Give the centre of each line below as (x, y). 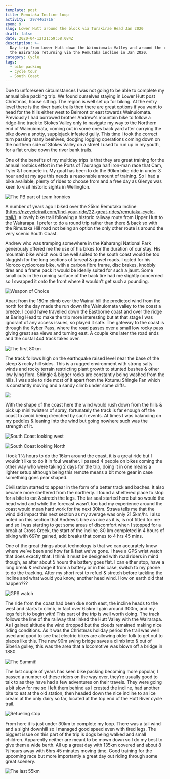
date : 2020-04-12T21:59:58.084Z (39, 39)
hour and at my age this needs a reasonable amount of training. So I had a (82, 176)
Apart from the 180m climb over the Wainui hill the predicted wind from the (83, 301)
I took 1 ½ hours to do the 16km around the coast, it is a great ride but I (79, 456)
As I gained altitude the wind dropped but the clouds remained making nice (83, 625)
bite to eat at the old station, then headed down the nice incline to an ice (80, 693)
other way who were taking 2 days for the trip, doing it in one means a (78, 466)
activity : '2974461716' (30, 19)
